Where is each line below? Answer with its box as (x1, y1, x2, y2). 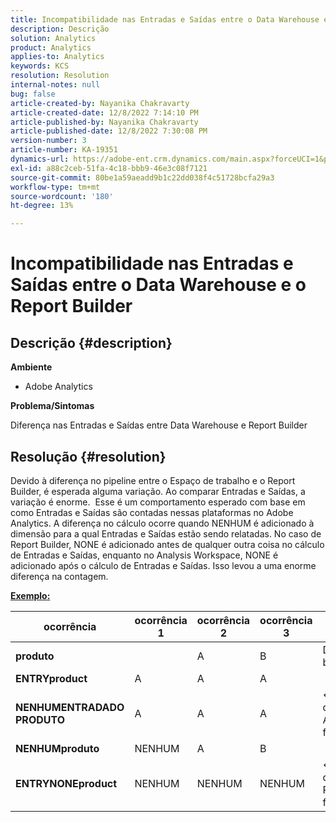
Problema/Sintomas (10, 400, 95, 412)
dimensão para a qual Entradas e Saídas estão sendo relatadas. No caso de (10, 527, 322, 540)
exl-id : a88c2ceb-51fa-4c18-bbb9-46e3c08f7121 (10, 163, 208, 173)
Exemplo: (10, 589, 51, 601)
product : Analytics (10, 42, 92, 53)
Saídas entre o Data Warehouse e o (10, 274, 307, 296)
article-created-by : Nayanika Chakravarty (10, 98, 190, 108)
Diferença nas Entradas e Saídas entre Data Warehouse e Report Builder (10, 419, 308, 431)
